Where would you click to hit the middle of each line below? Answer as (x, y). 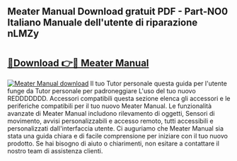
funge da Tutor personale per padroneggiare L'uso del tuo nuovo (102, 91)
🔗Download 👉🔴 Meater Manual (78, 63)
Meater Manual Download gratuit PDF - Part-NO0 (118, 12)
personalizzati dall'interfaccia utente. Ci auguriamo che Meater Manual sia (116, 129)
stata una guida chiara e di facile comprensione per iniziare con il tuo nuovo (118, 136)
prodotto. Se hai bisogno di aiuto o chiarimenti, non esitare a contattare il (113, 143)
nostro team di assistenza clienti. (55, 151)
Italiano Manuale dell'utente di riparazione (103, 23)
